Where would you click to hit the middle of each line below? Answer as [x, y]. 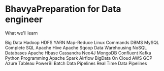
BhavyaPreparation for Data [63, 9]
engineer [24, 19]
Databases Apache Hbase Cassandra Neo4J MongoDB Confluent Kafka [78, 53]
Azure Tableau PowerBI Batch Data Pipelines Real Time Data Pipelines [76, 63]
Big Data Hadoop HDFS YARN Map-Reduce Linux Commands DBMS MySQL [82, 42]
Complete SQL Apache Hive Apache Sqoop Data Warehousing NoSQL [76, 47]
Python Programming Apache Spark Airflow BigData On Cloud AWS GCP [79, 58]
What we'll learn [21, 33]
